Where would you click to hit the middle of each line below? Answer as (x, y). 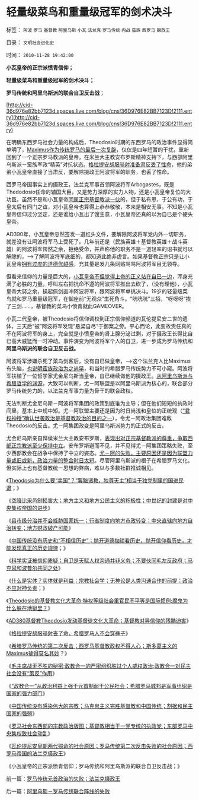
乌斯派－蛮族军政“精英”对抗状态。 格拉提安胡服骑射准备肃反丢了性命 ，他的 (97, 164)
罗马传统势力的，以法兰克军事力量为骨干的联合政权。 (71, 391)
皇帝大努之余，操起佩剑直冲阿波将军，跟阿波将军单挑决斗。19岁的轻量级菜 (97, 291)
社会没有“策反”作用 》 (32, 673)
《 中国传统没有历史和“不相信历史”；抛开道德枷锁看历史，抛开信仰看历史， (97, 540)
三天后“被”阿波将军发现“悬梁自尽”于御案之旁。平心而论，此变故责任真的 (104, 326)
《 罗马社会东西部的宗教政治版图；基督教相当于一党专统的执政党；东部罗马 (97, 726)
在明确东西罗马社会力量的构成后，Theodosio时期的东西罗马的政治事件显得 (97, 142)
